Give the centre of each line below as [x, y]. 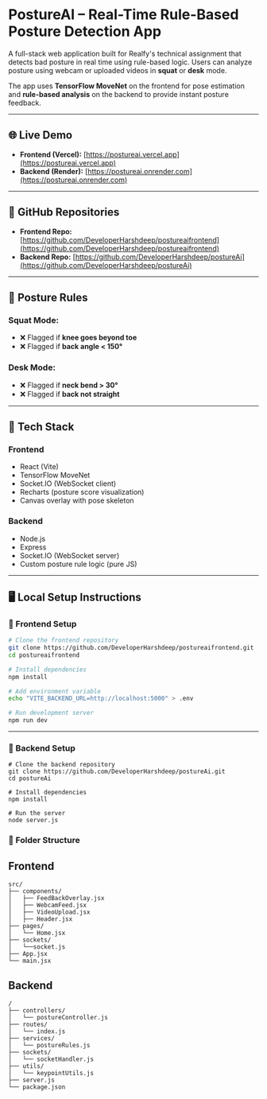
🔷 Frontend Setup [43, 623]
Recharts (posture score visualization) [82, 492]
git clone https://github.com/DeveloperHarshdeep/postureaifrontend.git [131, 648]
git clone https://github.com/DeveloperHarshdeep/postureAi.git [117, 772]
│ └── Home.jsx [37, 933]
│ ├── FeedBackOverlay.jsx [56, 899]
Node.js [33, 538]
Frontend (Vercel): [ [53, 154]
